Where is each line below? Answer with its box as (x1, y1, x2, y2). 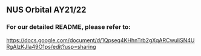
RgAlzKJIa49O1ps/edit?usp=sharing (6, 43, 96, 50)
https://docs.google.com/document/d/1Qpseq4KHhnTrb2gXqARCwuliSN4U (6, 36, 195, 44)
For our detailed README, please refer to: (6, 23, 131, 31)
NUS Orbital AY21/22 (6, 5, 87, 15)
